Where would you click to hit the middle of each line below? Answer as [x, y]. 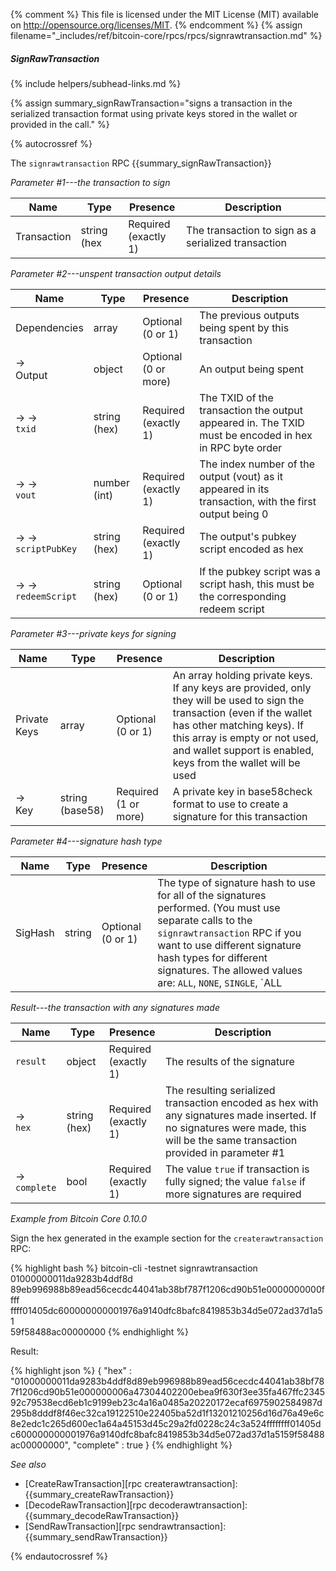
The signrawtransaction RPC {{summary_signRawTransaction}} [141, 163]
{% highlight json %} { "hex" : [71, 1370]
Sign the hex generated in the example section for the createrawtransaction [167, 1238]
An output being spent [251, 369]
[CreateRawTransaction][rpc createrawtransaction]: [131, 1483]
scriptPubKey [46, 548]
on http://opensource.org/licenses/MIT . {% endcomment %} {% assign [156, 25]
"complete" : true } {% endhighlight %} [152, 1445]
